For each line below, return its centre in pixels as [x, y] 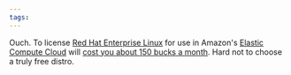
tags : [19, 17]
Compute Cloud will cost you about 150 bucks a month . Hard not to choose [146, 52]
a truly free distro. [42, 61]
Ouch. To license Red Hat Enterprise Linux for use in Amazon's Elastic [136, 42]
